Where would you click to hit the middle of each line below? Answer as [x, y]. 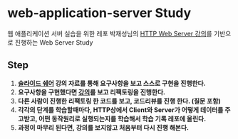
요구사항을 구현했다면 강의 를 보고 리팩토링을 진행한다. [92, 92]
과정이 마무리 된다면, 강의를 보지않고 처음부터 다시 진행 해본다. [103, 127]
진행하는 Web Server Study [54, 42]
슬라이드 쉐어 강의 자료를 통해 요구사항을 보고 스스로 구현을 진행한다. [112, 83]
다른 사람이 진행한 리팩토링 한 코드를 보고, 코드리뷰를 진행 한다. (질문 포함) [119, 101]
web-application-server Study [99, 13]
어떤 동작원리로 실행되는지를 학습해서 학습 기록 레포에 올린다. [122, 118]
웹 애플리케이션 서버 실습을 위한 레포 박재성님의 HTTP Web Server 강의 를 [110, 33]
